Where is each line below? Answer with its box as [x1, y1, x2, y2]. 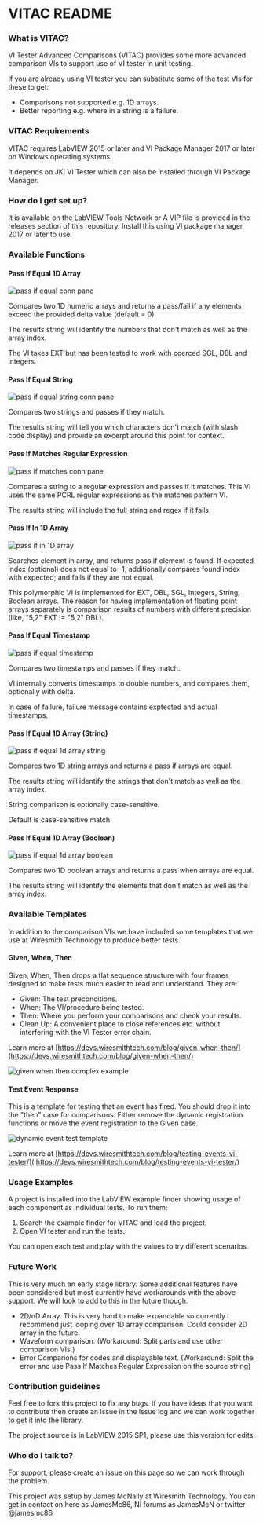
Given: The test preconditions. [19, 994, 118, 1004]
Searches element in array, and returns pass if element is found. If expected [8, 555, 254, 565]
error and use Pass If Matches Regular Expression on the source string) [19, 1361, 251, 1370]
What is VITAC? [8, 33, 69, 44]
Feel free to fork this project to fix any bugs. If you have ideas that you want [8, 1399, 253, 1408]
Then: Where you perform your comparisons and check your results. [19, 1011, 242, 1020]
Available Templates [8, 909, 88, 920]
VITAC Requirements [8, 126, 89, 137]
